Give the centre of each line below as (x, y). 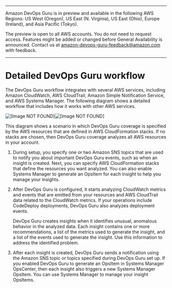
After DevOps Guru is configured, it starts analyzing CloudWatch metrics (89, 189)
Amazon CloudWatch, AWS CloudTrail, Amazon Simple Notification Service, (85, 95)
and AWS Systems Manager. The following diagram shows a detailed (78, 101)
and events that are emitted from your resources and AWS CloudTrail (85, 194)
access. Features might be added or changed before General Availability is (84, 39)
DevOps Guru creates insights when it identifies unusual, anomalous (85, 221)
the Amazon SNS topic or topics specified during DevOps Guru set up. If (89, 258)
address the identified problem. (46, 242)
